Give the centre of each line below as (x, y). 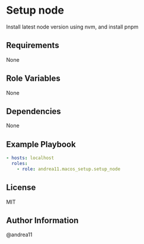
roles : (20, 164)
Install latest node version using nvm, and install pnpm (72, 27)
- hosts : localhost (30, 158)
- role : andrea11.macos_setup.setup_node (68, 169)
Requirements (33, 45)
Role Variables (33, 79)
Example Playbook (41, 144)
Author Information (42, 221)
